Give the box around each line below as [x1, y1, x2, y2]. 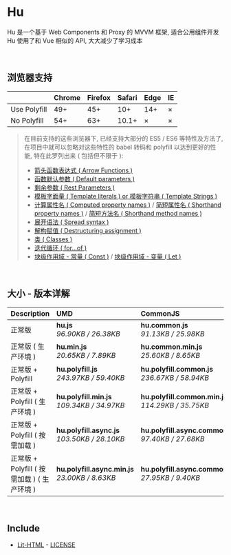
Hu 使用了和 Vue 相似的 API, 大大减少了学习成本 [7, 36, 143, 45]
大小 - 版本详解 [7, 287, 70, 300]
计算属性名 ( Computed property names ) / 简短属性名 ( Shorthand [34, 201, 221, 209]
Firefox [87, 92, 111, 102]
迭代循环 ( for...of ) [34, 243, 87, 252]
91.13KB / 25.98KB [140, 329, 205, 339]
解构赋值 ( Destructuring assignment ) [34, 226, 142, 234]
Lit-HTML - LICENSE [16, 541, 76, 549]
